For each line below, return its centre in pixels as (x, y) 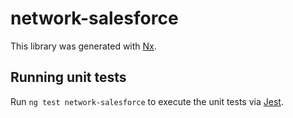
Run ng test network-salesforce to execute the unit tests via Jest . (147, 101)
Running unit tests (68, 77)
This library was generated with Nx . (83, 46)
